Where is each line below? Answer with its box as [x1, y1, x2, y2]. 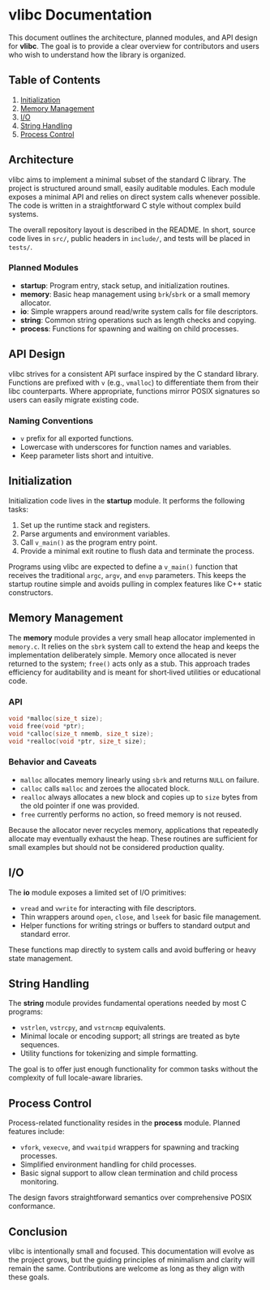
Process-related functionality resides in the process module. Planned [8, 1118, 241, 1128]
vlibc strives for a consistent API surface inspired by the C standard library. [8, 369, 259, 378]
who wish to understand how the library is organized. [8, 50, 186, 59]
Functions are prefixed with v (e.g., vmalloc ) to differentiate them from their [8, 378, 259, 387]
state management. [8, 953, 73, 963]
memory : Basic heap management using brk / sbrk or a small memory [19, 289, 251, 299]
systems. [8, 209, 39, 218]
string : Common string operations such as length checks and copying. [19, 315, 257, 325]
